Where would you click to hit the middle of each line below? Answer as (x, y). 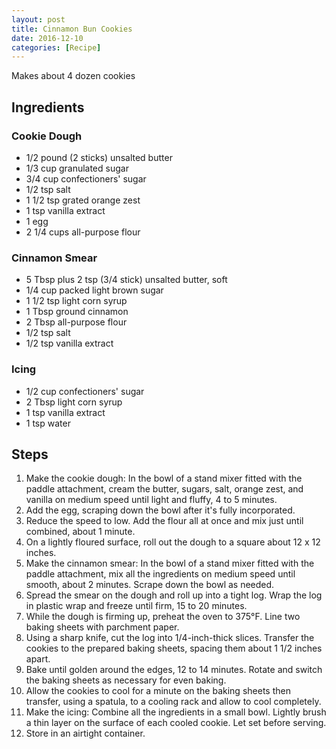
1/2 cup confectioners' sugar (85, 391)
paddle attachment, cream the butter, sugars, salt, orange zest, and (164, 489)
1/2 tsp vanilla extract (69, 343)
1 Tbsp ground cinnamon (77, 312)
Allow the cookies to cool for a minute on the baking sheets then (158, 691)
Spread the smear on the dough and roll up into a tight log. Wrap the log (174, 595)
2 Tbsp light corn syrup (74, 402)
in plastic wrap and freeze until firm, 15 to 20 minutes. (136, 606)
